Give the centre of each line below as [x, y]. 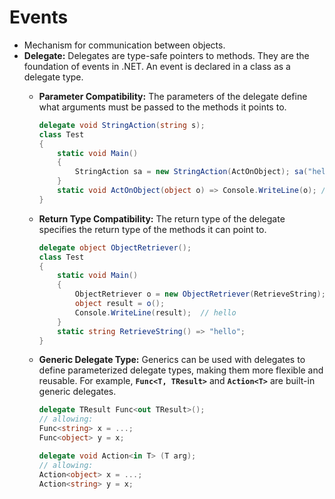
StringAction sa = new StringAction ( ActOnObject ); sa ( [191, 172]
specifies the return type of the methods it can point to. [152, 229]
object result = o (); [120, 304]
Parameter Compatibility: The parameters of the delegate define [173, 96]
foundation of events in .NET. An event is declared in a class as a [157, 66]
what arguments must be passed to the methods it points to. [162, 107]
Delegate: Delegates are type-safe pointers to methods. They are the [166, 55]
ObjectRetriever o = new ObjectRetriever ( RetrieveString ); [200, 294]
